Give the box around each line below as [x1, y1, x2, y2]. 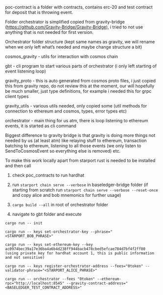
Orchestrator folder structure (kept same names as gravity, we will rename [5, 39, 155, 45]
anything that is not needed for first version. [5, 29, 94, 35]
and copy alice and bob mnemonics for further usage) [12, 192, 121, 198]
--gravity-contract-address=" [66, 281, 128, 286]
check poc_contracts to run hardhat [12, 172, 85, 178]
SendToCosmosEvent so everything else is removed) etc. [5, 148, 121, 154]
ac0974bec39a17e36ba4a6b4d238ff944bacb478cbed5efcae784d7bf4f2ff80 [5, 246, 146, 251]
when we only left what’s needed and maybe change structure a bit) [5, 44, 142, 50]
